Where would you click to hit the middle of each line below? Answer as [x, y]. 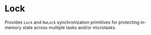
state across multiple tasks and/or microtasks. [69, 27]
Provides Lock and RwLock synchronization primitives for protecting [72, 22]
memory [13, 27]
